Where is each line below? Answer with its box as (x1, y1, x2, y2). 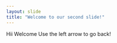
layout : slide (6, 8, 42, 15)
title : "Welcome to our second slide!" (6, 14, 105, 20)
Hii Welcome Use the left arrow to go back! (6, 30, 112, 37)
